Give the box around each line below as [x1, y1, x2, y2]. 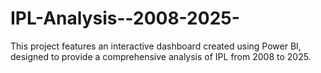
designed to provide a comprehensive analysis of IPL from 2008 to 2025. [10, 50, 312, 62]
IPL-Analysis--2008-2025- [10, 7, 240, 30]
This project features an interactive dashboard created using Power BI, [10, 40, 302, 52]
